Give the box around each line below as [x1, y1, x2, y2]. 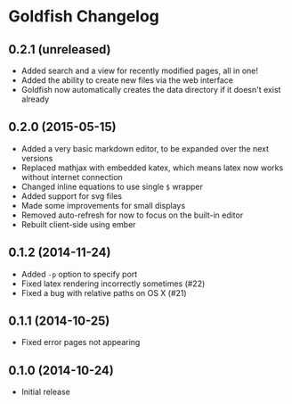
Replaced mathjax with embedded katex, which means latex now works [20, 162, 284, 173]
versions [20, 153, 53, 163]
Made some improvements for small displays [20, 200, 186, 210]
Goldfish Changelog [8, 6, 159, 27]
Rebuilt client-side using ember [20, 218, 136, 229]
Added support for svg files [20, 190, 122, 202]
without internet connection [20, 171, 124, 182]
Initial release [20, 386, 70, 398]
